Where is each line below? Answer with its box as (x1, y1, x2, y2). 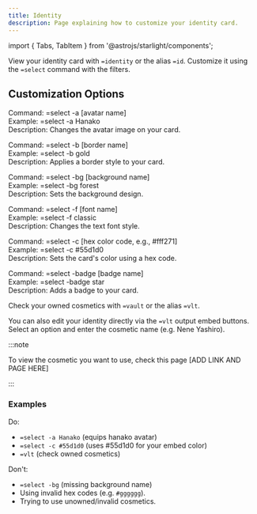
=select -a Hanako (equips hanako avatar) (19, 432, 157, 441)
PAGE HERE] (8, 364, 49, 373)
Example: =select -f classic (8, 213, 97, 222)
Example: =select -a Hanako (8, 116, 100, 127)
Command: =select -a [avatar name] (8, 108, 127, 118)
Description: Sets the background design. (8, 189, 144, 198)
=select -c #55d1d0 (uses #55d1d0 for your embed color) (19, 440, 208, 450)
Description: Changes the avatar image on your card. (8, 125, 181, 134)
